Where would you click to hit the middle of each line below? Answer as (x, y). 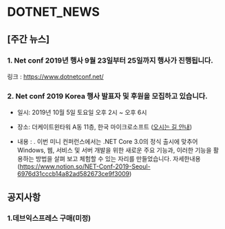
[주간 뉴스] (29, 39)
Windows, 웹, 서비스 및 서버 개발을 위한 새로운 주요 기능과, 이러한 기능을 (114, 150)
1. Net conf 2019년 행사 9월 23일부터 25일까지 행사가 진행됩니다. (110, 61)
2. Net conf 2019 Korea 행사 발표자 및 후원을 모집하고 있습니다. (107, 96)
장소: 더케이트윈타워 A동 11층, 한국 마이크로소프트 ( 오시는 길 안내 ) (105, 127)
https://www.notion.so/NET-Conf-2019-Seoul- (85, 166)
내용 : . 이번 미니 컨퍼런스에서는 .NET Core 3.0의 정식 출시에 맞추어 (107, 142)
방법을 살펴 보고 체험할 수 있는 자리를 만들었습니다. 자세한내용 (118, 159)
